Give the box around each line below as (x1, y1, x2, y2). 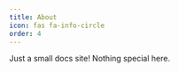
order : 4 (9, 29, 42, 38)
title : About (9, 12, 58, 22)
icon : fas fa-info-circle (9, 21, 105, 30)
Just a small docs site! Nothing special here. (9, 54, 171, 64)
